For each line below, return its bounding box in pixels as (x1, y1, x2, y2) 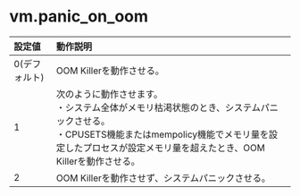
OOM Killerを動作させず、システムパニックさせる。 (56, 172, 271, 184)
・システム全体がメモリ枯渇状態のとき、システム (56, 101, 262, 114)
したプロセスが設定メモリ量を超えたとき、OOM (65, 141, 265, 154)
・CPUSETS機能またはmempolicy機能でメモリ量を (56, 128, 270, 141)
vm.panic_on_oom (9, 6, 149, 27)
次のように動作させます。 (56, 88, 163, 100)
